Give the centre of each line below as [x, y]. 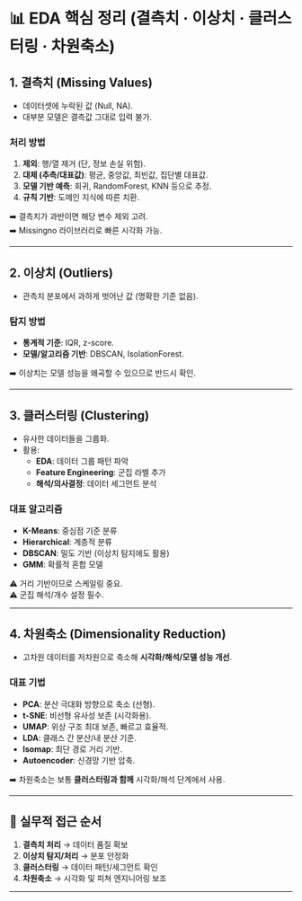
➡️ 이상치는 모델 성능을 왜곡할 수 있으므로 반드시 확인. [102, 373]
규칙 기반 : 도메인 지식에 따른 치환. [81, 198]
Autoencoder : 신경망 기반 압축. [79, 760]
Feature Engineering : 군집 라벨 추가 [101, 473]
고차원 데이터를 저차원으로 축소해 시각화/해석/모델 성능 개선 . [127, 658]
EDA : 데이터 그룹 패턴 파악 [82, 461]
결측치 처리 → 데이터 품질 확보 [75, 844]
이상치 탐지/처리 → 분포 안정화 [75, 856]
